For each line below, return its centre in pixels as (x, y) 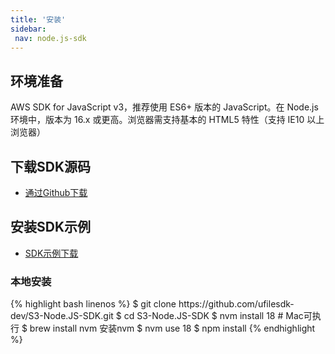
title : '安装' (38, 19)
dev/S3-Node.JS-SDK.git (62, 316)
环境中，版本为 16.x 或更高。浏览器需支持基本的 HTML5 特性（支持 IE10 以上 (167, 120)
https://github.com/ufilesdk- (236, 304)
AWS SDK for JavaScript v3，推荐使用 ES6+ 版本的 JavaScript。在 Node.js (164, 107)
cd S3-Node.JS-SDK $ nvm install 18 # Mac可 (218, 316)
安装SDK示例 (51, 227)
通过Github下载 (56, 192)
